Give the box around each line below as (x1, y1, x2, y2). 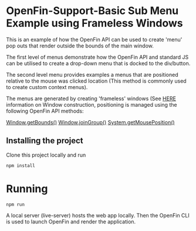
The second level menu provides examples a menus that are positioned (6, 71, 178, 78)
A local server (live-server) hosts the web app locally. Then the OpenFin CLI (6, 212, 190, 219)
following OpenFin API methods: (6, 107, 84, 114)
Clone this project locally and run (6, 151, 86, 158)
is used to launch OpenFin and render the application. (6, 218, 136, 225)
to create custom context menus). (6, 83, 88, 90)
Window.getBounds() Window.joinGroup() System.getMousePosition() (6, 118, 175, 125)
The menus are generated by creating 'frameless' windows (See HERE (6, 95, 176, 102)
